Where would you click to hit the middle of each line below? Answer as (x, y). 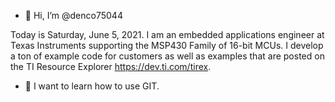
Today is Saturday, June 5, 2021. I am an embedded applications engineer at (167, 34)
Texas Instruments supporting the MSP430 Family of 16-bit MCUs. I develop (167, 45)
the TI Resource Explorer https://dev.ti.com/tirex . (111, 66)
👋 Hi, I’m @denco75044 (73, 15)
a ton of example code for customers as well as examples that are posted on (167, 56)
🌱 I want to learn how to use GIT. (92, 86)
